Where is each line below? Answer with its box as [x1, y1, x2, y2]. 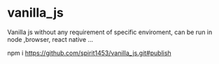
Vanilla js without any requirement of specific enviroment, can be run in [7, 28, 213, 36]
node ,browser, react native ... [7, 35, 94, 43]
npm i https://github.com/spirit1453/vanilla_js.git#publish [7, 49, 171, 57]
